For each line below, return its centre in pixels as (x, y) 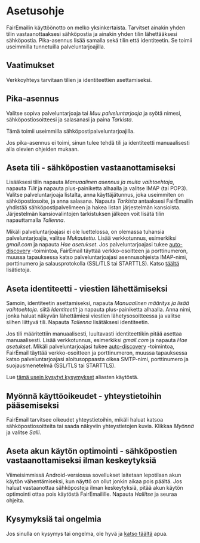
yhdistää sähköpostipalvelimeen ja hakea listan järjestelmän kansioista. (93, 208)
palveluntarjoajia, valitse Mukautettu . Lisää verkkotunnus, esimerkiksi (92, 238)
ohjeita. (16, 500)
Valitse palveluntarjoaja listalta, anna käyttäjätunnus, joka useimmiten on (95, 195)
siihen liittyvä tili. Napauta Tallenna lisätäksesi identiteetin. (78, 322)
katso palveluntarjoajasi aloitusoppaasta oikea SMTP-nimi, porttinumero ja (98, 359)
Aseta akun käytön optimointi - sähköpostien (92, 451)
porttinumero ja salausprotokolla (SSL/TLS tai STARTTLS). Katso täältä (93, 264)
